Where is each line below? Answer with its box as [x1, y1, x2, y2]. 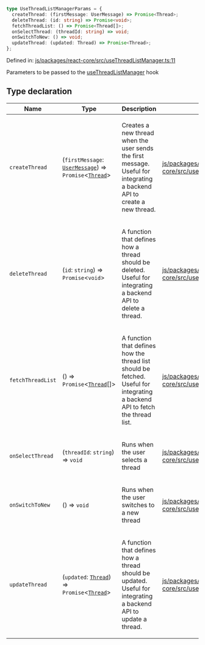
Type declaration [6, 86, 72, 97]
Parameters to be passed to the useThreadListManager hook [6, 69, 159, 76]
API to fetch [121, 402, 156, 411]
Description [121, 104, 157, 113]
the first [121, 151, 145, 160]
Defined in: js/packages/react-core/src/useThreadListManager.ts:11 [6, 57, 176, 64]
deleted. [121, 265, 145, 274]
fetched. [121, 372, 146, 380]
